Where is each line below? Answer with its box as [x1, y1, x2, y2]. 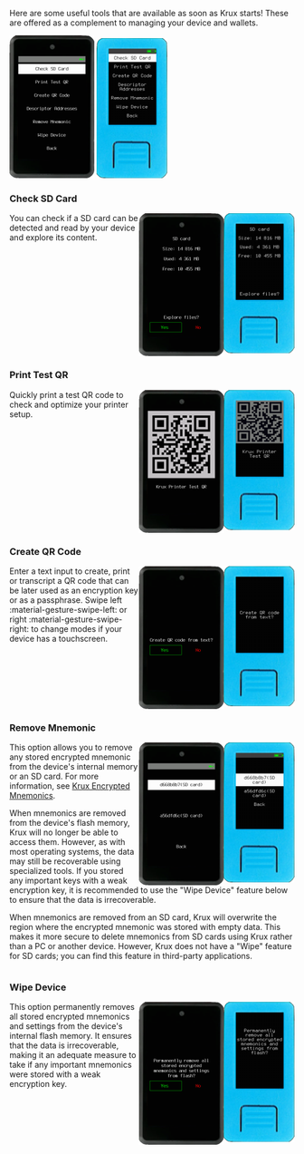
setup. [9, 408, 33, 420]
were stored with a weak [9, 1069, 101, 1080]
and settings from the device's [9, 1021, 123, 1032]
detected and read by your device [9, 222, 136, 234]
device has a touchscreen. [9, 633, 109, 644]
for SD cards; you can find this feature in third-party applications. [9, 951, 253, 962]
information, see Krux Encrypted [9, 781, 131, 791]
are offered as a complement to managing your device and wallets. [9, 17, 259, 28]
